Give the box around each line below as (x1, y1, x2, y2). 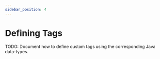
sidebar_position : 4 (5, 7, 47, 12)
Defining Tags (5, 27, 63, 38)
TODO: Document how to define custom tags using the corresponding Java (5, 44, 156, 49)
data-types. (5, 48, 29, 54)
